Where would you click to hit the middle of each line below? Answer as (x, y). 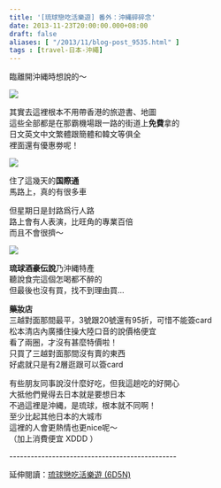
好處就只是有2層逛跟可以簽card (66, 365)
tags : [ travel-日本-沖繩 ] (56, 50)
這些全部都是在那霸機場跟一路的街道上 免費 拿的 (94, 123)
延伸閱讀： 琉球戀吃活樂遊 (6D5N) (70, 475)
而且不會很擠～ (36, 233)
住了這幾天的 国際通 (44, 181)
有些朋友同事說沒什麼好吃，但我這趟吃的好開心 (94, 383)
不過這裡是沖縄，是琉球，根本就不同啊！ (83, 406)
